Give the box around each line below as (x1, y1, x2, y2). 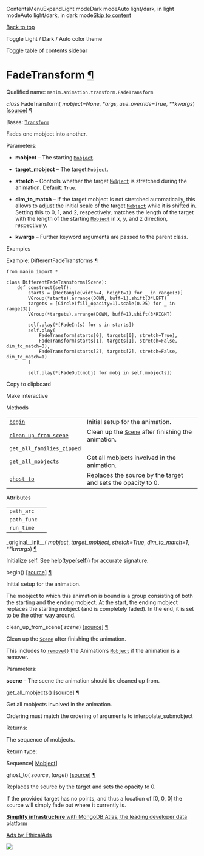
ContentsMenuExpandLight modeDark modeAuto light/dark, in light (6, 5, 174, 12)
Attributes (6, 494, 32, 501)
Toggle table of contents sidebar (6, 47, 88, 54)
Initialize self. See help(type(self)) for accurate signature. (6, 557, 149, 564)
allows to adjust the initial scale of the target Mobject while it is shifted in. (15, 202, 197, 209)
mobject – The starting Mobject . (15, 153, 95, 161)
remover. (6, 653, 29, 661)
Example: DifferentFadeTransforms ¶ (6, 257, 98, 264)
